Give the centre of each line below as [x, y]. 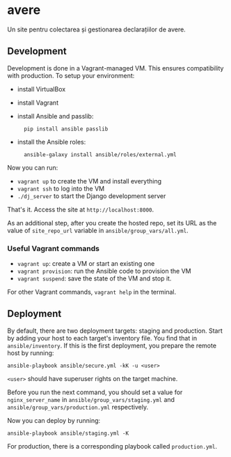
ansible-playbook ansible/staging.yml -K [68, 433]
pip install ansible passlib [66, 129]
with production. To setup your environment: [71, 75]
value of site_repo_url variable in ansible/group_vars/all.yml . [98, 230]
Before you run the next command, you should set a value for [95, 392]
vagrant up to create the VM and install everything [89, 181]
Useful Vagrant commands [53, 248]
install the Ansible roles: [51, 142]
